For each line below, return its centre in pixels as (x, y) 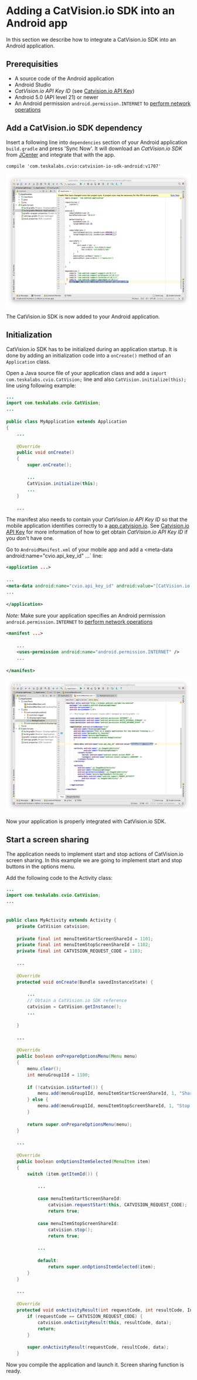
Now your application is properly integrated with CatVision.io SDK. (86, 821)
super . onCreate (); (50, 465)
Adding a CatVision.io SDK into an (90, 11)
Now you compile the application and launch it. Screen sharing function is (95, 1365)
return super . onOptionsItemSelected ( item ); (102, 1267)
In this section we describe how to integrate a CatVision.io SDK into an (91, 39)
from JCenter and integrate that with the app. (61, 154)
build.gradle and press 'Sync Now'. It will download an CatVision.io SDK (94, 149)
